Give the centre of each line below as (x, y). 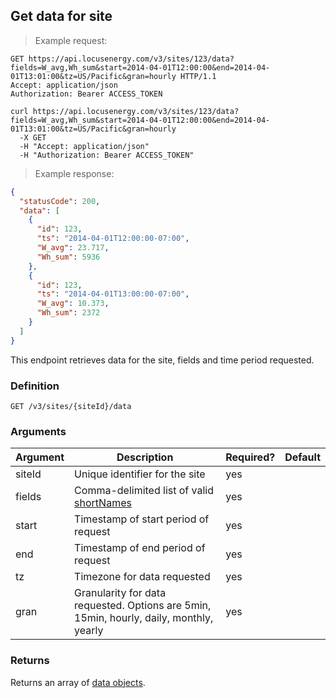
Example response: (74, 173)
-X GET (33, 137)
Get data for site (61, 16)
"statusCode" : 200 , (60, 201)
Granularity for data (120, 593)
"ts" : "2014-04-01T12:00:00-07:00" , (113, 239)
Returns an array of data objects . (78, 682)
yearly (89, 631)
